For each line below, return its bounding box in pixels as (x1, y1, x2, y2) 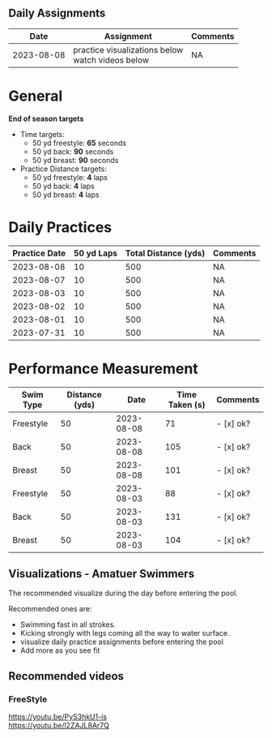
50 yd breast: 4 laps (32, 190, 100, 200)
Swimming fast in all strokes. (19, 620, 116, 629)
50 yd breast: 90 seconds (32, 155, 119, 165)
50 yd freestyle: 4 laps (32, 172, 108, 182)
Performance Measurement (8, 359, 198, 378)
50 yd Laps (73, 247, 117, 259)
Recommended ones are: (8, 604, 92, 614)
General (8, 87, 63, 105)
